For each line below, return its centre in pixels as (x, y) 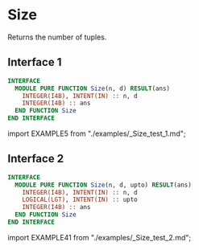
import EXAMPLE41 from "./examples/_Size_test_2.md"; (99, 237)
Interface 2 (36, 159)
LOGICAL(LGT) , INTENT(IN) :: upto (80, 200)
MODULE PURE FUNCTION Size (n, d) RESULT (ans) (93, 88)
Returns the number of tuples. (57, 37)
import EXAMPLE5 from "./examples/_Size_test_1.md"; (97, 133)
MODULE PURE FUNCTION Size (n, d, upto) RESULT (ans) (104, 185)
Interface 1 (35, 62)
